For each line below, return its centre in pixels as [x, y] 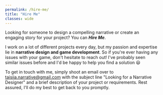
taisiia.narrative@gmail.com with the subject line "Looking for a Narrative [79, 77]
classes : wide [20, 19]
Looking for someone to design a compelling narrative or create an [72, 33]
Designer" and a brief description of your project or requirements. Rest [76, 82]
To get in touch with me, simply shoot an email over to [59, 72]
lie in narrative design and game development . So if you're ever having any [82, 52]
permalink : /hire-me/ [27, 9]
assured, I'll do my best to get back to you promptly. [57, 88]
